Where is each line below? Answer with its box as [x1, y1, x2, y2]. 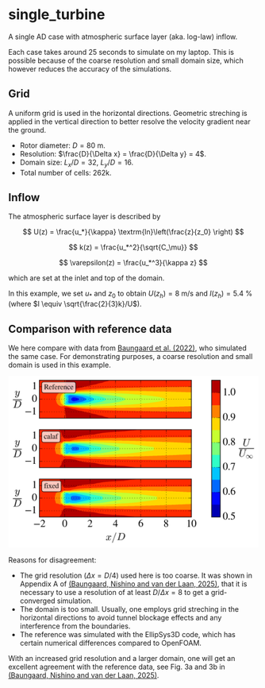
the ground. [8, 125, 47, 134]
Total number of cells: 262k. [19, 168, 113, 177]
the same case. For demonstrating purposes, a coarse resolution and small [8, 351, 253, 361]
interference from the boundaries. [19, 621, 131, 631]
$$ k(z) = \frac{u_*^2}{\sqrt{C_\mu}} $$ [68, 242, 198, 252]
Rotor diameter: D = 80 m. [19, 141, 106, 150]
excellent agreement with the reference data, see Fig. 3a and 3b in [8, 662, 226, 672]
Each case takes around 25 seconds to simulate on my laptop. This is [8, 47, 234, 56]
